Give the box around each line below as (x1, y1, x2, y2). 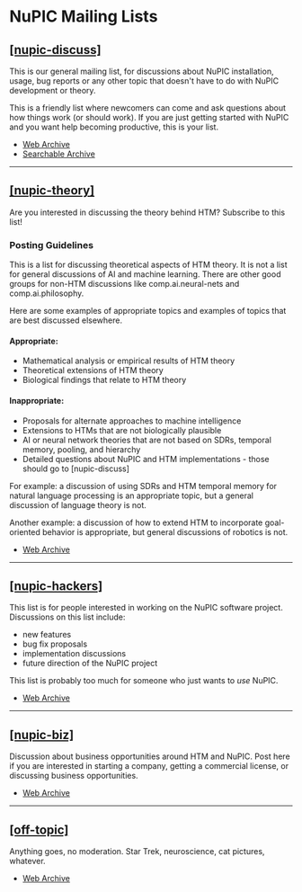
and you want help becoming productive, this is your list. (9, 121, 218, 132)
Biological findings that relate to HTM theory (22, 375, 187, 386)
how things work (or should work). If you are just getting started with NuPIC (9, 112, 289, 122)
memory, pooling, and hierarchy (22, 443, 141, 455)
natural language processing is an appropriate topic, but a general (9, 490, 254, 501)
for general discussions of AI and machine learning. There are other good (9, 269, 281, 280)
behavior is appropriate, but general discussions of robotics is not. (41, 526, 289, 537)
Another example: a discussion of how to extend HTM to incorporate (9, 517, 263, 528)
